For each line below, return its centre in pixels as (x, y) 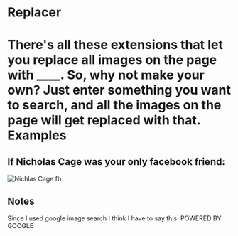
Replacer (34, 12)
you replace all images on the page (112, 60)
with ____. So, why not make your (106, 75)
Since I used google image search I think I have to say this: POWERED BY (114, 218)
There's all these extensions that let (115, 45)
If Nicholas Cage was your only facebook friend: (116, 162)
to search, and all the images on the (114, 106)
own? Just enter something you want (119, 90)
